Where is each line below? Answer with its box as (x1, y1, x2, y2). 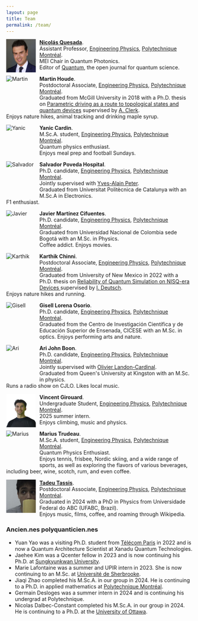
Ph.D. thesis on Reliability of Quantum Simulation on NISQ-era (39, 278, 190, 285)
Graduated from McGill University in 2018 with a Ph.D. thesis (39, 94, 186, 102)
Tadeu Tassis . (39, 479, 74, 486)
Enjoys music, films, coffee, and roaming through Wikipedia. (39, 511, 186, 518)
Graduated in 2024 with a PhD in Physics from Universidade (39, 498, 186, 505)
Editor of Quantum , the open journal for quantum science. (39, 64, 180, 71)
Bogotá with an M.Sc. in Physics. (39, 235, 119, 242)
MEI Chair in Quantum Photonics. (39, 58, 120, 65)
